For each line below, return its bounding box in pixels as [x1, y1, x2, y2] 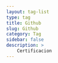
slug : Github [6, 25, 39, 32]
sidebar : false [6, 37, 44, 43]
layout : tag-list [6, 8, 50, 15]
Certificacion [17, 48, 52, 54]
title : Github [6, 20, 42, 26]
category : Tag [6, 31, 42, 37]
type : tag [6, 14, 31, 20]
